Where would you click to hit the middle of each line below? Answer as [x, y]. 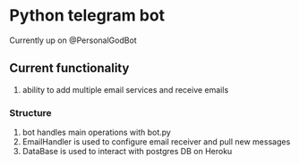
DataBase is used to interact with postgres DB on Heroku [127, 152]
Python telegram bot [87, 16]
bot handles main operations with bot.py [97, 132]
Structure [30, 112]
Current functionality [69, 68]
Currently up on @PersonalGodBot [73, 40]
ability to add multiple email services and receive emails [125, 89]
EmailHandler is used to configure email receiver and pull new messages [156, 142]
